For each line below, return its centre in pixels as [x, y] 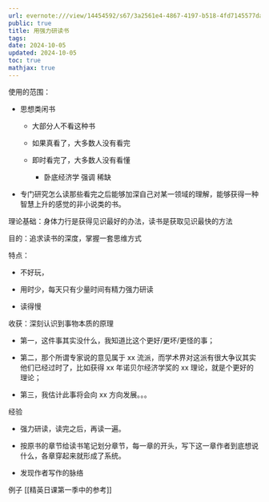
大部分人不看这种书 [64, 126]
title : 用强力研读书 [39, 30]
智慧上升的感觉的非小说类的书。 [72, 204]
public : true [30, 23]
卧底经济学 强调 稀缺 [78, 176]
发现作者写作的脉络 [52, 472]
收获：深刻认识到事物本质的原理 [61, 323]
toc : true [25, 61]
